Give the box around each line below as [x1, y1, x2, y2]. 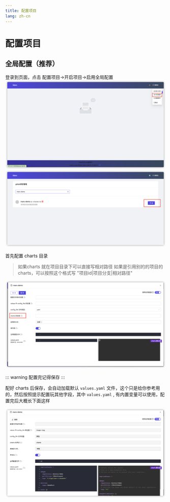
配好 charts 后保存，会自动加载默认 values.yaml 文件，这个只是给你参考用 [5, 385, 160, 391]
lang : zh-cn [5, 13, 31, 19]
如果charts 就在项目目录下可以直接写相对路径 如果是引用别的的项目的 [17, 263, 163, 270]
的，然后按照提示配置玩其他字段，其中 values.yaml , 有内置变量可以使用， [5, 391, 160, 397]
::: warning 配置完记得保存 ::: [5, 374, 65, 380]
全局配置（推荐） [5, 60, 59, 68]
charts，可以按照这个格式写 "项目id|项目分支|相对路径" [17, 270, 133, 276]
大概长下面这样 [18, 397, 50, 404]
